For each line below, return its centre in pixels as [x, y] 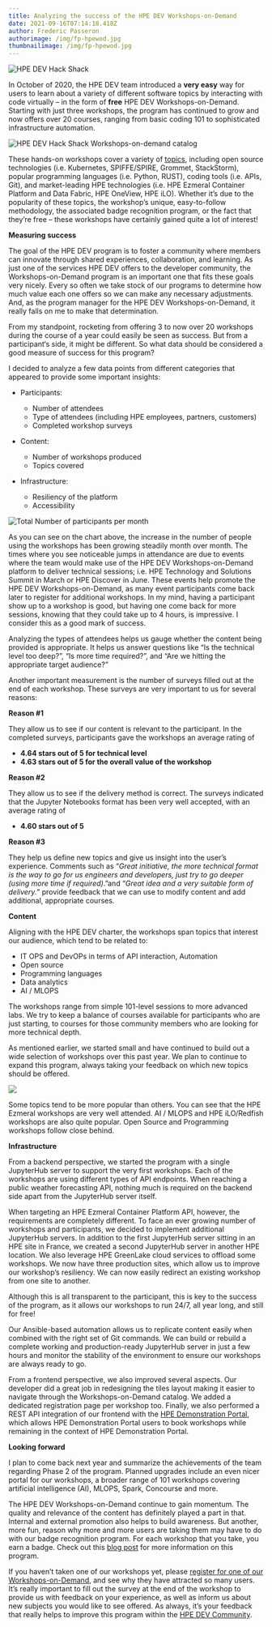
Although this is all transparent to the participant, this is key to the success [133, 1296]
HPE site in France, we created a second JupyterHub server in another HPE [134, 1247]
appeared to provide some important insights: [85, 377]
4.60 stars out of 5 [52, 826]
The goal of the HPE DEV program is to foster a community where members [135, 251]
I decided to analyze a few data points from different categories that [122, 369]
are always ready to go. [47, 1364]
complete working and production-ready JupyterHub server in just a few [130, 1347]
